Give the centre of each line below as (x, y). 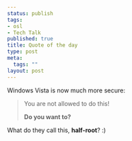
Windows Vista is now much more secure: (66, 90)
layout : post (26, 70)
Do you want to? (48, 116)
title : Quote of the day (42, 45)
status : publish (30, 13)
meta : (15, 58)
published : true (30, 39)
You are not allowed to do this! (67, 103)
